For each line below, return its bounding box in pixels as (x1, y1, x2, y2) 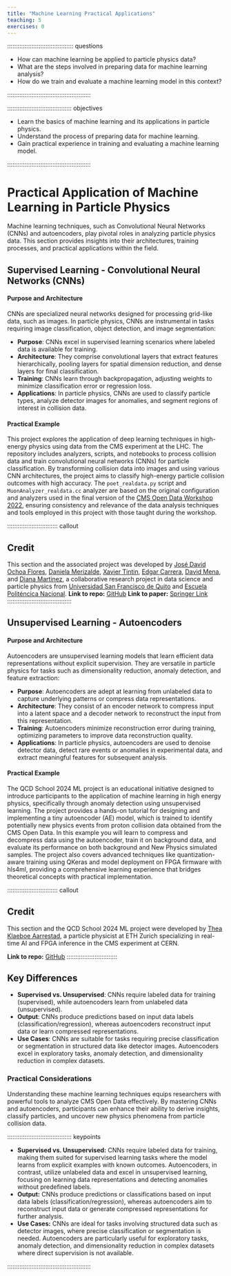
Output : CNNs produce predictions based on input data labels (17, 1013, 194, 1021)
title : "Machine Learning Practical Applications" (7, 10, 156, 17)
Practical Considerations (7, 1074, 92, 1084)
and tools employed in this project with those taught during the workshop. (7, 509, 217, 517)
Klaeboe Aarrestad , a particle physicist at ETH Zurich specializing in (7, 931, 200, 940)
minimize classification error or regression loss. (17, 382, 152, 390)
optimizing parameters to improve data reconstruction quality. (17, 731, 193, 740)
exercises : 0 (7, 23, 45, 30)
